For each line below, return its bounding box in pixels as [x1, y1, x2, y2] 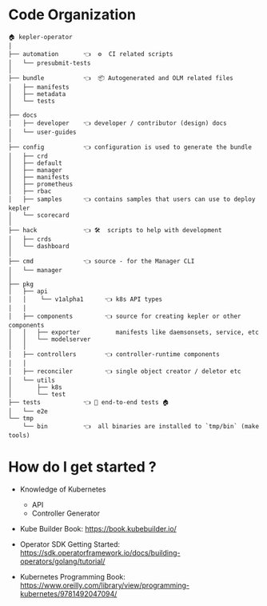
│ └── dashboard [8, 242, 70, 250]
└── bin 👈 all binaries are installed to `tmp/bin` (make [22, 422, 260, 430]
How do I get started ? [8, 458, 157, 476]
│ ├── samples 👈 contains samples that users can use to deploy [8, 195, 256, 203]
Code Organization [8, 6, 136, 24]
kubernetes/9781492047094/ [19, 588, 118, 598]
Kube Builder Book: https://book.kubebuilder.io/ [19, 524, 177, 533]
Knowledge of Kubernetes [19, 484, 106, 494]
